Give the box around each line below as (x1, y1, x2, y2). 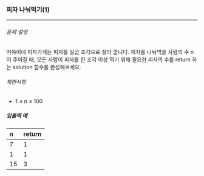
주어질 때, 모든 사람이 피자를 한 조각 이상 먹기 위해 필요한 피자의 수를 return (12, 56, 191, 63)
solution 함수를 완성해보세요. (12, 63, 81, 70)
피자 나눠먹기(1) (6, 5, 50, 13)
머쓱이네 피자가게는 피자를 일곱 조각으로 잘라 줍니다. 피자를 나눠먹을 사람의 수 (6, 48, 189, 55)
